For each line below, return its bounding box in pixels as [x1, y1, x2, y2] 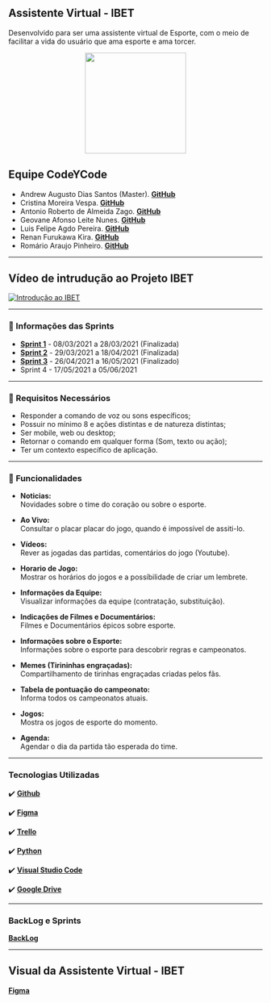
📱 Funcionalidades [8, 472, 82, 483]
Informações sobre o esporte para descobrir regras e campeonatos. [19, 645, 247, 654]
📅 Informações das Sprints [8, 320, 115, 332]
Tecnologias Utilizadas [8, 770, 100, 781]
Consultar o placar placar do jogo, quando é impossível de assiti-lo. [19, 524, 245, 533]
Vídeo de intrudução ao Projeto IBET [8, 272, 194, 286]
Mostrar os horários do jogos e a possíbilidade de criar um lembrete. [19, 572, 248, 582]
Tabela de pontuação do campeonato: [19, 685, 151, 695]
